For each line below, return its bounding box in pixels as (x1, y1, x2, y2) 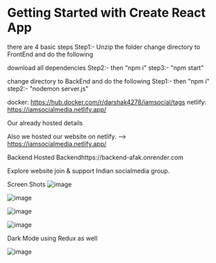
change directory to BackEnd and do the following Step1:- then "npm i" (7, 77, 210, 85)
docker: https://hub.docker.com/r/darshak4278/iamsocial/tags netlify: (7, 97, 207, 106)
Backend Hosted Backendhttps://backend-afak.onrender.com (7, 153, 184, 161)
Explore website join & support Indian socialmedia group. (7, 166, 170, 175)
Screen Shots (7, 180, 47, 189)
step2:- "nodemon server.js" (7, 84, 89, 93)
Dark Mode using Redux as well (7, 234, 98, 242)
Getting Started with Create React (7, 5, 206, 21)
